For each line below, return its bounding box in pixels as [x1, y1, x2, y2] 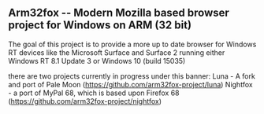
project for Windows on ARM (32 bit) [8, 19, 191, 32]
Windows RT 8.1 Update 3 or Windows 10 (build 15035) [8, 56, 186, 65]
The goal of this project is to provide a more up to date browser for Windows [8, 39, 257, 49]
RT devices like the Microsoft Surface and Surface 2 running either [8, 47, 225, 57]
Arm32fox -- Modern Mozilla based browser [8, 6, 230, 20]
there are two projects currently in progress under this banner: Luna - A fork [8, 71, 256, 81]
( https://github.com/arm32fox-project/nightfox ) [8, 96, 162, 105]
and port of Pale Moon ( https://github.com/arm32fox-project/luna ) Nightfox [8, 79, 254, 89]
